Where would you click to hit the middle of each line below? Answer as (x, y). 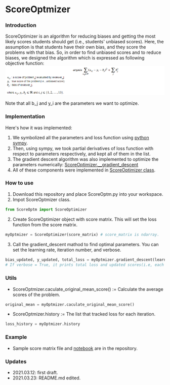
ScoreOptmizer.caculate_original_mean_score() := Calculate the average (88, 289)
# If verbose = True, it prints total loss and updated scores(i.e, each (85, 265)
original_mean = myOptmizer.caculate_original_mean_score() (70, 304)
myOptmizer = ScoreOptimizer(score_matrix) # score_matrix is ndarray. (82, 234)
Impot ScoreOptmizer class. (41, 199)
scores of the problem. (36, 294)
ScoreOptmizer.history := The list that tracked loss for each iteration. (84, 314)
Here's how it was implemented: (39, 128)
